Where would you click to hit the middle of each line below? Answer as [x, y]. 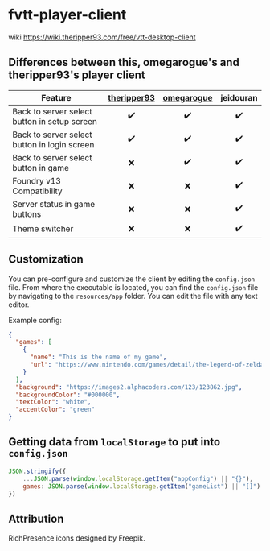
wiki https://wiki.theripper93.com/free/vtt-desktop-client [102, 37]
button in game [41, 168]
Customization [46, 259]
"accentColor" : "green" [55, 410]
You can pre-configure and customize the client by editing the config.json [132, 279]
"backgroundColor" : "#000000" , [68, 395]
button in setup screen [55, 121]
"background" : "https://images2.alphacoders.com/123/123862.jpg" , [129, 387]
